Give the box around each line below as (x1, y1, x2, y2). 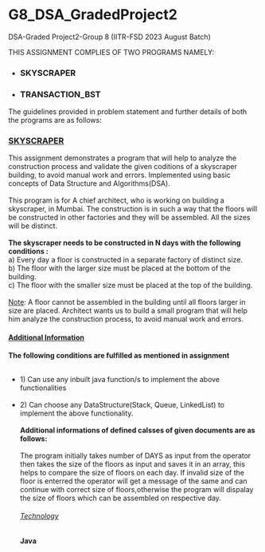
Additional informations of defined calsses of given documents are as (19, 425, 256, 435)
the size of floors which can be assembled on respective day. (19, 493, 221, 503)
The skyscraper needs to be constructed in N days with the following (8, 238, 241, 248)
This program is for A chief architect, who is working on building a (8, 195, 224, 205)
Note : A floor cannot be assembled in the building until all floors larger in (8, 298, 246, 307)
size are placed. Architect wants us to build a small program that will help (8, 306, 248, 316)
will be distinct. (8, 221, 58, 231)
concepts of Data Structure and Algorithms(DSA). (8, 179, 171, 188)
